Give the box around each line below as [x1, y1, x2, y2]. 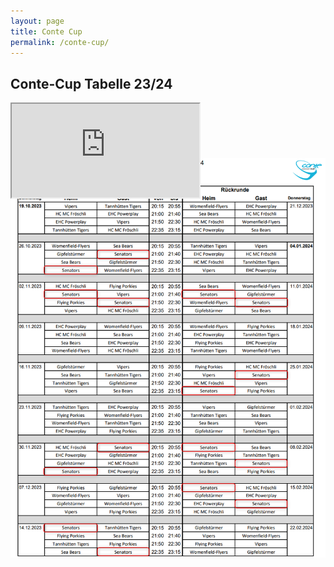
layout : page [10, 16, 65, 26]
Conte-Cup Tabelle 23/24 [10, 75, 173, 92]
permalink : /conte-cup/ [10, 37, 110, 47]
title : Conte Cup [10, 26, 83, 37]
